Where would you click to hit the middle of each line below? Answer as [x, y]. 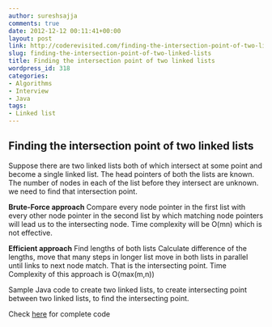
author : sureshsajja [43, 16]
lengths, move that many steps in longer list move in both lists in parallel [128, 257]
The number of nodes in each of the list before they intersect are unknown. [134, 182]
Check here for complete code [59, 314]
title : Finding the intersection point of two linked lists [112, 61]
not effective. [30, 233]
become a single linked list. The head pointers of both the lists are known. [132, 174]
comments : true [34, 23]
